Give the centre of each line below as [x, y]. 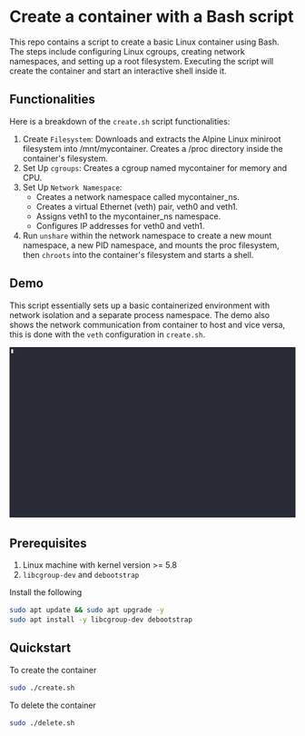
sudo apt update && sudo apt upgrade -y [87, 611]
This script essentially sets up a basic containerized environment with [140, 305]
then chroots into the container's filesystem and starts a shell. [138, 254]
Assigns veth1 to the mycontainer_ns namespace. [128, 216]
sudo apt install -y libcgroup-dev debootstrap [101, 620]
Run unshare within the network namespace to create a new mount [147, 235]
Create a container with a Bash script [152, 17]
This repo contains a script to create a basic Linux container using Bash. [144, 42]
